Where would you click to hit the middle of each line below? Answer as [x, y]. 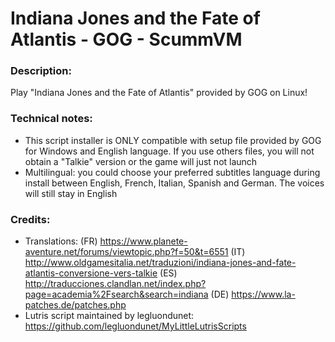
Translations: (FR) [61, 241]
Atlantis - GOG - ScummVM [126, 39]
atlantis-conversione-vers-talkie [91, 273]
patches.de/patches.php [75, 305]
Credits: [30, 219]
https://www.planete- [143, 241]
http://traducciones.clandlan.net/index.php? [115, 284]
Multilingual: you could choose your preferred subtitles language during [172, 172]
